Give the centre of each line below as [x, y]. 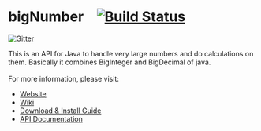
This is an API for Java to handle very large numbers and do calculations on [131, 53]
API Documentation [51, 118]
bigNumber [46, 17]
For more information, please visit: [64, 78]
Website [33, 93]
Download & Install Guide [60, 111]
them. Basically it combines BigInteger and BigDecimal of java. [110, 62]
